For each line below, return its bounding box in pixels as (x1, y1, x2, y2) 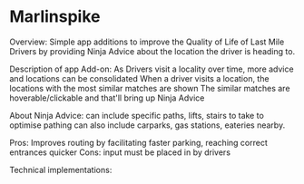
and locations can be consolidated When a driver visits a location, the (9, 73, 270, 83)
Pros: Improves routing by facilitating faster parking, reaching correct (9, 137, 268, 148)
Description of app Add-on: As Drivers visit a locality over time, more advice (9, 63, 294, 74)
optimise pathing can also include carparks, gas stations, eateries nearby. (9, 120, 286, 131)
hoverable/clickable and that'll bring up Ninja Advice (9, 92, 205, 103)
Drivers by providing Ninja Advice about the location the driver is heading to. (9, 45, 296, 56)
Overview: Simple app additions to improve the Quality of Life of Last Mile (9, 36, 285, 47)
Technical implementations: (9, 164, 113, 175)
